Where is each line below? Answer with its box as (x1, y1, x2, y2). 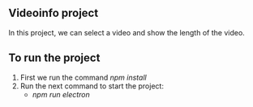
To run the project (8, 51, 101, 65)
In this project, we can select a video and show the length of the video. (8, 27, 245, 37)
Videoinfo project (8, 6, 99, 20)
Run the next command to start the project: (19, 80, 165, 91)
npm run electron (32, 89, 91, 99)
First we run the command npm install (19, 72, 148, 82)
